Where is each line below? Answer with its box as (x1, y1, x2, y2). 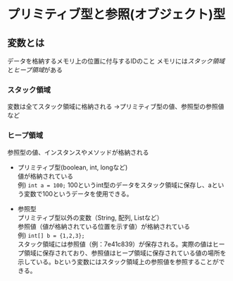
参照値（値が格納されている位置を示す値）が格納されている (17, 222, 190, 230)
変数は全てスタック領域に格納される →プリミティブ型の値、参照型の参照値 (7, 102, 225, 111)
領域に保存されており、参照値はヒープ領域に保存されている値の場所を (23, 249, 227, 257)
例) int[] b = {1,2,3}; (17, 231, 85, 239)
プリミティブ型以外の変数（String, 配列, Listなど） (17, 213, 163, 222)
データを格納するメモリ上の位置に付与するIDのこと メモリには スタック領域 (7, 57, 225, 65)
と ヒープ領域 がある (7, 66, 63, 74)
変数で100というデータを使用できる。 (23, 189, 133, 198)
